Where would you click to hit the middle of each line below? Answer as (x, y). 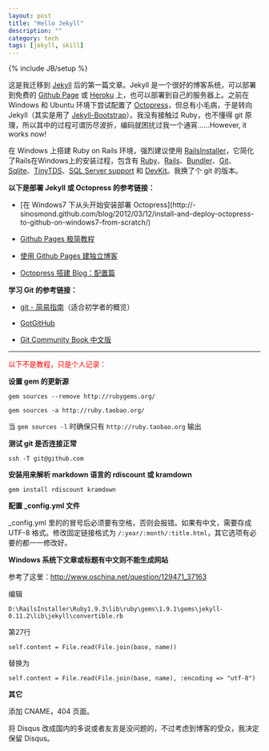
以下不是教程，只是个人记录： (57, 364)
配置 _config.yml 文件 (44, 505)
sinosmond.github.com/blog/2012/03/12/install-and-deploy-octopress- (137, 214)
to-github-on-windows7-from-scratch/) (85, 222)
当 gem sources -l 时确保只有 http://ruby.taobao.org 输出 (105, 427)
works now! (27, 134)
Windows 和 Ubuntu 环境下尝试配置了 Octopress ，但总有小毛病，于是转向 (130, 105)
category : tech (34, 38)
